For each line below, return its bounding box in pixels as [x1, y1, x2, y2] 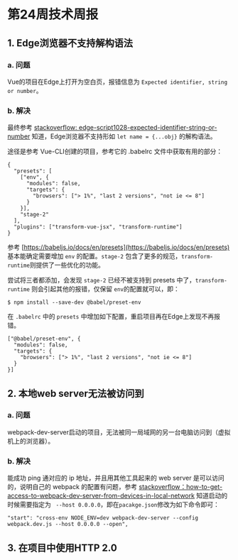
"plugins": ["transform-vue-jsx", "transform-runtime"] [13, 224, 183, 231]
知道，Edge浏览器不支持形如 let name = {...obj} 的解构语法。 [31, 132, 217, 141]
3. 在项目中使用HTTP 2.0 [7, 542, 117, 554]
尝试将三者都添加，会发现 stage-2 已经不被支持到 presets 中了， [7, 276, 196, 285]
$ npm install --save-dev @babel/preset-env [7, 299, 141, 306]
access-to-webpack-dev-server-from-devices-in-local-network [7, 491, 195, 500]
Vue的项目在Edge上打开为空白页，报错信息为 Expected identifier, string [7, 77, 228, 86]
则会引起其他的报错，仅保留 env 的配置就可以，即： [31, 285, 180, 293]
